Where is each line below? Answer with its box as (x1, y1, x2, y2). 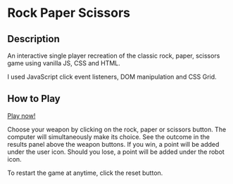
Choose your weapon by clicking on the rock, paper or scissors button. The (7, 125, 227, 133)
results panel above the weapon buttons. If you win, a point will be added (7, 140, 220, 148)
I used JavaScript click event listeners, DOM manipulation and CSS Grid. (7, 72, 217, 81)
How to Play (7, 93, 61, 105)
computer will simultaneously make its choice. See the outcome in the (7, 132, 210, 141)
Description (7, 33, 60, 45)
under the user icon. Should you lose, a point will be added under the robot (7, 147, 225, 156)
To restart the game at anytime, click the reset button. (7, 169, 163, 177)
